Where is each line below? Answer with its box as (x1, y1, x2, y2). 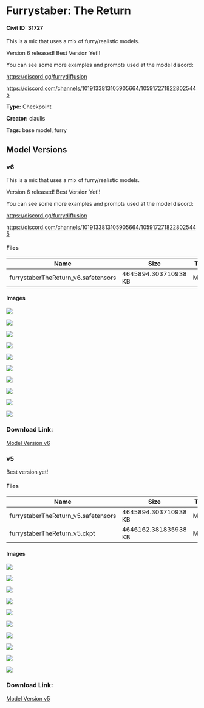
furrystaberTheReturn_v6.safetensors (9, 273, 117, 282)
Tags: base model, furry (6, 127, 67, 134)
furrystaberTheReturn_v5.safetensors (9, 512, 117, 520)
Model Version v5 (6, 695, 50, 702)
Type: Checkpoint (6, 103, 52, 110)
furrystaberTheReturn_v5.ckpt (9, 529, 95, 538)
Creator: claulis (6, 115, 46, 122)
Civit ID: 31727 (6, 24, 44, 31)
